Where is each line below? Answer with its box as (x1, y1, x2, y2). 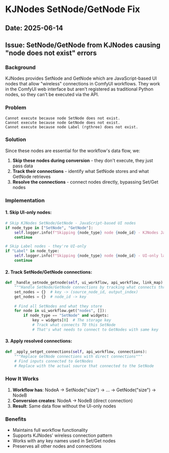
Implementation (5, 197, 45, 204)
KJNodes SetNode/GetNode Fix (5, 4, 140, 15)
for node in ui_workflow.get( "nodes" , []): (14, 308, 107, 313)
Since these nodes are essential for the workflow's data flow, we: (5, 148, 140, 154)
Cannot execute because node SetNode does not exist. (5, 115, 121, 121)
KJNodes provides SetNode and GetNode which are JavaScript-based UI (5, 75, 157, 81)
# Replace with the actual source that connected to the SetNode (14, 363, 154, 369)
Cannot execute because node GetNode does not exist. (5, 120, 121, 125)
